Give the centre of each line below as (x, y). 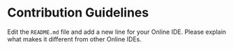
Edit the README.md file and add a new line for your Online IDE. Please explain (117, 32)
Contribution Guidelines (78, 13)
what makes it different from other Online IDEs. (74, 39)
